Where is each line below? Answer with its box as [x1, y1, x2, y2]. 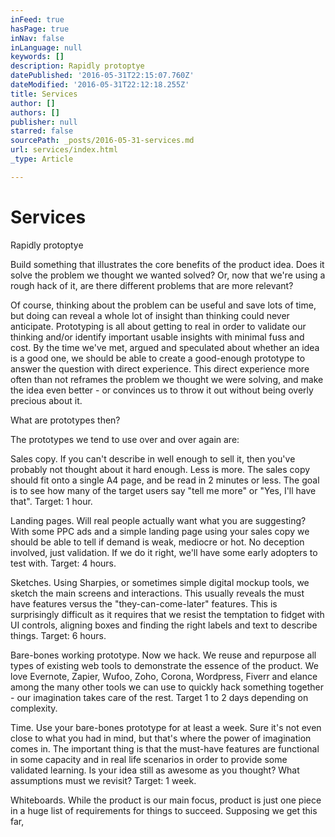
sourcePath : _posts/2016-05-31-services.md [10, 136, 195, 146]
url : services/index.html [10, 145, 118, 155]
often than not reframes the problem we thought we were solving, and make [10, 373, 324, 385]
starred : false [10, 126, 74, 136]
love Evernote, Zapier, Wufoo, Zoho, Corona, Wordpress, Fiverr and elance [10, 670, 318, 682]
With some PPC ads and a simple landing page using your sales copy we [10, 525, 310, 537]
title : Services [10, 89, 78, 99]
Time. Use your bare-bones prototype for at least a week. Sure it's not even [10, 721, 322, 733]
